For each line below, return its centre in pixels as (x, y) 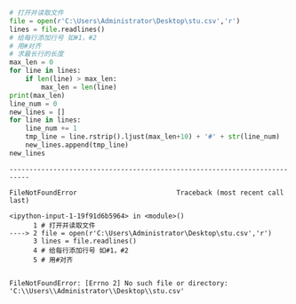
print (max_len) (37, 95)
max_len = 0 (31, 62)
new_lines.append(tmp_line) (77, 145)
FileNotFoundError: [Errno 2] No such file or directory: (119, 283)
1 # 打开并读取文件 (64, 225)
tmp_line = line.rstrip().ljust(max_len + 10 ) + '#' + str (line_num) (152, 137)
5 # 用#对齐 (53, 260)
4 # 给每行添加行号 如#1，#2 (80, 250)
